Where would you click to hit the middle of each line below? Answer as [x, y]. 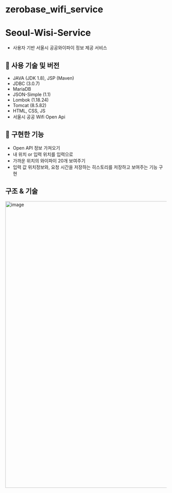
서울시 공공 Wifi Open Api [39, 117]
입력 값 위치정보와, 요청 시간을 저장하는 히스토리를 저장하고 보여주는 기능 [85, 167]
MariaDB [22, 89]
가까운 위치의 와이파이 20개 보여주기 [49, 160]
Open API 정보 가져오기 [36, 148]
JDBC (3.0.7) [26, 84]
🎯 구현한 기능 [25, 135]
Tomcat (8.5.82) [30, 105]
